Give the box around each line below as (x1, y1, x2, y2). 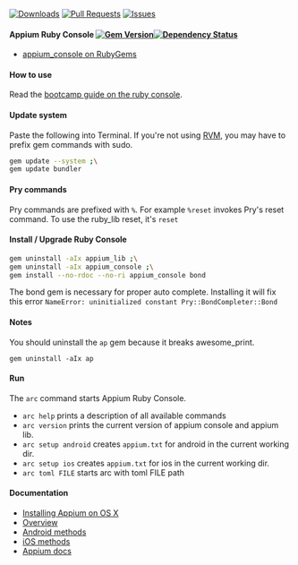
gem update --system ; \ (9, 157, 98, 166)
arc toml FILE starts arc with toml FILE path (21, 467, 185, 478)
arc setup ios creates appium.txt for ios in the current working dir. (21, 458, 270, 468)
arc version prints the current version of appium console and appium (21, 419, 279, 430)
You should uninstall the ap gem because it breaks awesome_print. (9, 337, 255, 347)
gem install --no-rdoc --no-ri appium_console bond (9, 270, 206, 279)
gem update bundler (9, 165, 82, 174)
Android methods (21, 526, 87, 537)
